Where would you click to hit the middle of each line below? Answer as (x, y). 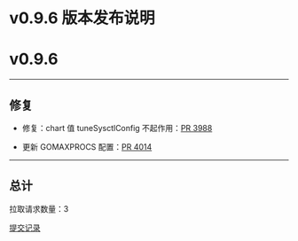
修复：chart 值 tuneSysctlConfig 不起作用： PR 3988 (117, 128)
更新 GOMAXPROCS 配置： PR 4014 (87, 146)
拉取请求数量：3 (39, 208)
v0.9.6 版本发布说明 (82, 18)
